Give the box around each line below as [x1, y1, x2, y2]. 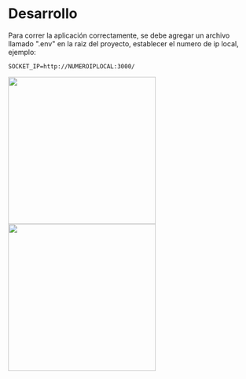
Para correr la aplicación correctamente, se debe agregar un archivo [8, 31, 230, 40]
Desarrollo [8, 5, 78, 23]
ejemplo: [8, 47, 37, 56]
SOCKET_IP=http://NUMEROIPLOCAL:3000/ [8, 62, 135, 71]
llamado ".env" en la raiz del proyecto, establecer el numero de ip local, [8, 38, 239, 48]
